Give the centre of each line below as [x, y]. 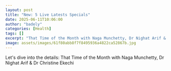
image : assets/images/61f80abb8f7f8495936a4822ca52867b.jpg [71, 43]
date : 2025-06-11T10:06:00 [34, 19]
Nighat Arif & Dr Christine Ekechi [40, 63]
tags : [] [15, 33]
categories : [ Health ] [28, 29]
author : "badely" [24, 24]
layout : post [19, 10]
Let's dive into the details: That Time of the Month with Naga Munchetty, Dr [85, 57]
